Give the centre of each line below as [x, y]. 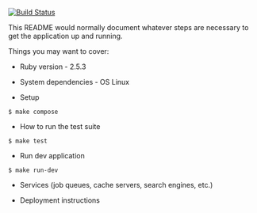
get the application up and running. [65, 36]
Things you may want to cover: [59, 51]
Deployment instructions [60, 200]
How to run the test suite [60, 126]
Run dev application [52, 156]
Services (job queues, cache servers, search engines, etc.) [116, 185]
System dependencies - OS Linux [74, 82]
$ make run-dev [33, 170]
